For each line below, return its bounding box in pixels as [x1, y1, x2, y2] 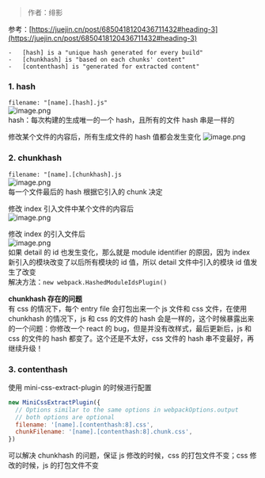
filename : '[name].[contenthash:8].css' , [15, 420, 154, 429]
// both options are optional [15, 413, 115, 421]
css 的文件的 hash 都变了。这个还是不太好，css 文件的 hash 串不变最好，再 [8, 333, 255, 343]
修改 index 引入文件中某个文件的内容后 [8, 204, 134, 213]
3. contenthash [8, 364, 68, 375]
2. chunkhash [8, 152, 62, 163]
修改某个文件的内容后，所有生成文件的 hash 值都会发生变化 [8, 132, 202, 142]
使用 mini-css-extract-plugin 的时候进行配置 [8, 382, 152, 392]
